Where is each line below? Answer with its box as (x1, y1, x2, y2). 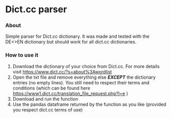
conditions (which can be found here (12, 85, 90, 91)
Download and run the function (12, 96, 78, 102)
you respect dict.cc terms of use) (12, 106, 83, 113)
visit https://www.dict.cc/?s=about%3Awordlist (12, 68, 112, 75)
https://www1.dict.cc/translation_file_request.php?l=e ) (12, 90, 129, 97)
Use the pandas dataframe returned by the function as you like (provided (12, 101, 166, 107)
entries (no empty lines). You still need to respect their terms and (12, 79, 150, 85)
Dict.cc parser (5, 4, 67, 15)
